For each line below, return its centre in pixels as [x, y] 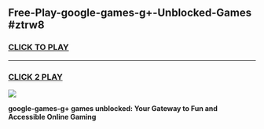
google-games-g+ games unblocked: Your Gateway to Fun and [113, 108]
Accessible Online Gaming [52, 116]
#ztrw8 [26, 25]
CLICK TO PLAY [38, 48]
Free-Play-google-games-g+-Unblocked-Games [130, 13]
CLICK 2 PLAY [35, 77]
